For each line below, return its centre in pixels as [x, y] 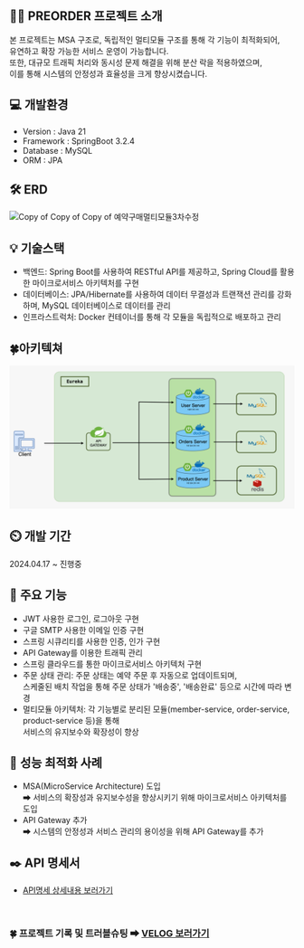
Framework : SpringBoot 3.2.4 [79, 141]
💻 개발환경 [39, 105]
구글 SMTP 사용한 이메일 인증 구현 [83, 630]
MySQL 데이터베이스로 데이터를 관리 [106, 306]
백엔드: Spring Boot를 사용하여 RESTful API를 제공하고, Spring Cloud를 [150, 272]
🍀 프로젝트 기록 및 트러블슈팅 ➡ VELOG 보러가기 [109, 934]
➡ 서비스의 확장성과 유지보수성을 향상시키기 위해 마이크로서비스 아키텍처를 [155, 798]
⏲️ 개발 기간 [40, 536]
